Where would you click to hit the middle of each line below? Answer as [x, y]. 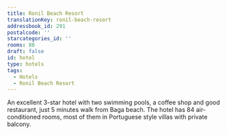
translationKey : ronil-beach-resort [59, 20]
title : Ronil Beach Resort [45, 13]
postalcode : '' [29, 32]
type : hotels [26, 64]
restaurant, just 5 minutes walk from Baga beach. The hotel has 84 [101, 110]
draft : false [26, 52]
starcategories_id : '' [39, 39]
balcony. [19, 124]
